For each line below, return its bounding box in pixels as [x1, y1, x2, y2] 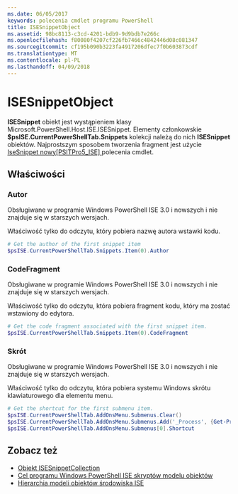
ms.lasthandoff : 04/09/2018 [7, 63, 91, 70]
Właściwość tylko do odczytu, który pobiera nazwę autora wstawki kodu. [7, 227, 221, 235]
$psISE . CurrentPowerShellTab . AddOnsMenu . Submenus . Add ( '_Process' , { [7, 419, 214, 426]
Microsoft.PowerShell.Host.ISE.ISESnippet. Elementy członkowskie [7, 125, 202, 134]
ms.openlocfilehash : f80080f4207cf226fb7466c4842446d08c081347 [7, 37, 198, 44]
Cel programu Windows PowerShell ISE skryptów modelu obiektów [17, 471, 213, 480]
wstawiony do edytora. [7, 309, 74, 318]
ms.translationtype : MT [7, 50, 78, 58]
